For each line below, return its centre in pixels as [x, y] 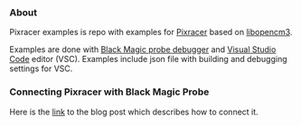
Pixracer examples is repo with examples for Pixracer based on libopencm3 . [151, 32]
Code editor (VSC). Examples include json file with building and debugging [148, 59]
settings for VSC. [41, 68]
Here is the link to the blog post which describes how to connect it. [134, 112]
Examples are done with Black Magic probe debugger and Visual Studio [143, 49]
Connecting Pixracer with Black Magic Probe [109, 92]
